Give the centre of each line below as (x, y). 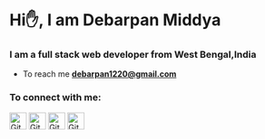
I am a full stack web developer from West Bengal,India (133, 55)
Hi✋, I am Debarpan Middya (115, 20)
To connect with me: (55, 97)
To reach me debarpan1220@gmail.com (99, 74)
